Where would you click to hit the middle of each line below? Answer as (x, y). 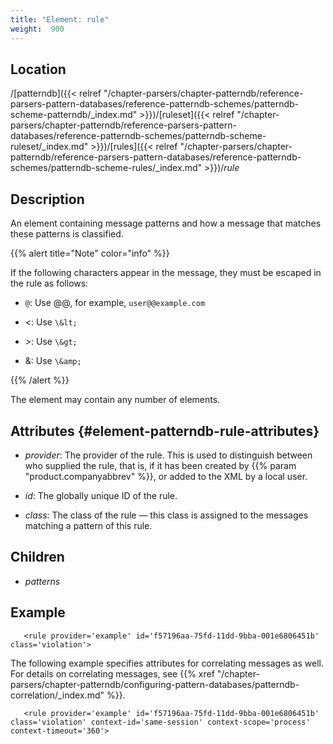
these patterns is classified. (67, 234)
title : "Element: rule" (60, 19)
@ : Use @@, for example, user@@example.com (115, 303)
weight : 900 (37, 29)
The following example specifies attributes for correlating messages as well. (167, 663)
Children (37, 557)
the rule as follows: (49, 283)
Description (47, 199)
